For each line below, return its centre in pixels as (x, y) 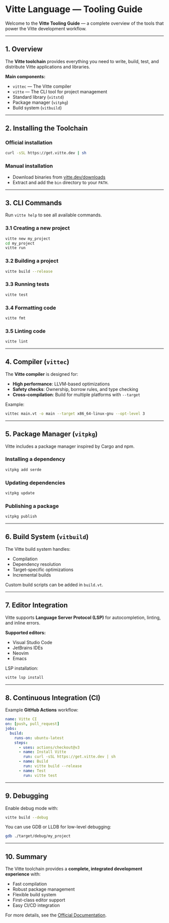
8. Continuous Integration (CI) (53, 698)
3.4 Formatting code (31, 308)
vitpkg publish (21, 516)
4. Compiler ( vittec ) (37, 362)
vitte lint (17, 341)
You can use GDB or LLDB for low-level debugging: (58, 827)
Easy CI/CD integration (36, 905)
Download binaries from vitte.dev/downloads (59, 177)
